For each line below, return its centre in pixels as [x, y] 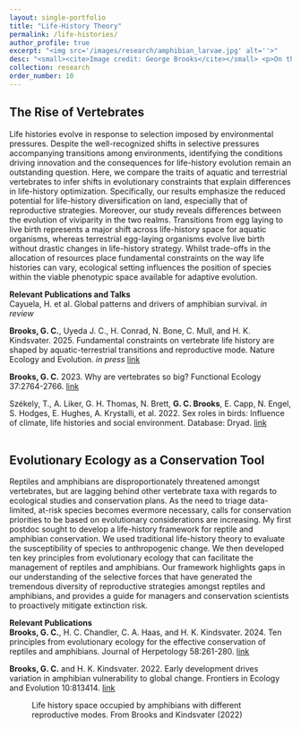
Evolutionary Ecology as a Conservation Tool [137, 460]
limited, [23, 510]
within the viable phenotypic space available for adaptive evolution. [133, 277]
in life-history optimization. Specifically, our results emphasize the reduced [147, 191]
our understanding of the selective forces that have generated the [131, 577]
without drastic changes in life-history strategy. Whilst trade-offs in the [140, 248]
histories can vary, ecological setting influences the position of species [140, 267]
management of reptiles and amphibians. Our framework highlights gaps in [147, 568]
